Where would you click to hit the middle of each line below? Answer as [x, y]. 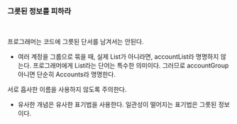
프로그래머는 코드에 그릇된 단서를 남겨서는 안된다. [76, 42]
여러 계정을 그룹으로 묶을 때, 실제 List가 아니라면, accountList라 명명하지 [118, 57]
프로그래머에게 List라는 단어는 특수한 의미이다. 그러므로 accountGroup [131, 66]
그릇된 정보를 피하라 [39, 11]
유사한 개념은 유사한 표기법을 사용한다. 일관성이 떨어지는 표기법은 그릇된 [117, 105]
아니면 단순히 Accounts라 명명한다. [66, 74]
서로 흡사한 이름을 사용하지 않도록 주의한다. [67, 89]
